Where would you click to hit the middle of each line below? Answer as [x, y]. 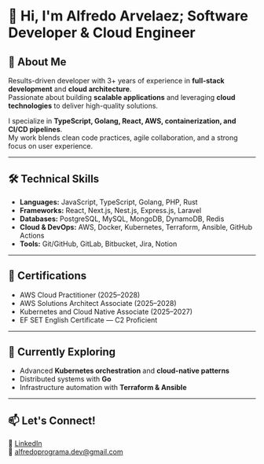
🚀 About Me [37, 62]
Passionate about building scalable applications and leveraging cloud [122, 97]
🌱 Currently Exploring [62, 352]
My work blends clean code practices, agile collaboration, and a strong [123, 138]
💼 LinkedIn [25, 444]
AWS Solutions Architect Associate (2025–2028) [98, 303]
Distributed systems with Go [65, 379]
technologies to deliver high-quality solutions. [83, 106]
